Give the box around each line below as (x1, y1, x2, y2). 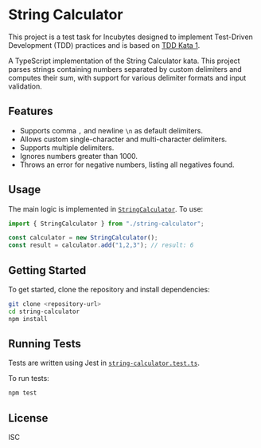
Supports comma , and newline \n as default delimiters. (19, 125, 203, 135)
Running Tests (8, 337, 81, 351)
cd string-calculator (8, 307, 80, 315)
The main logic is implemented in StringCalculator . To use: (8, 204, 204, 213)
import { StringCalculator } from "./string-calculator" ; (8, 220, 205, 228)
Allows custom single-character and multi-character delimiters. (19, 134, 228, 144)
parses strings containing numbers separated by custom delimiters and (8, 64, 243, 73)
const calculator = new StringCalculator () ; (8, 234, 158, 242)
